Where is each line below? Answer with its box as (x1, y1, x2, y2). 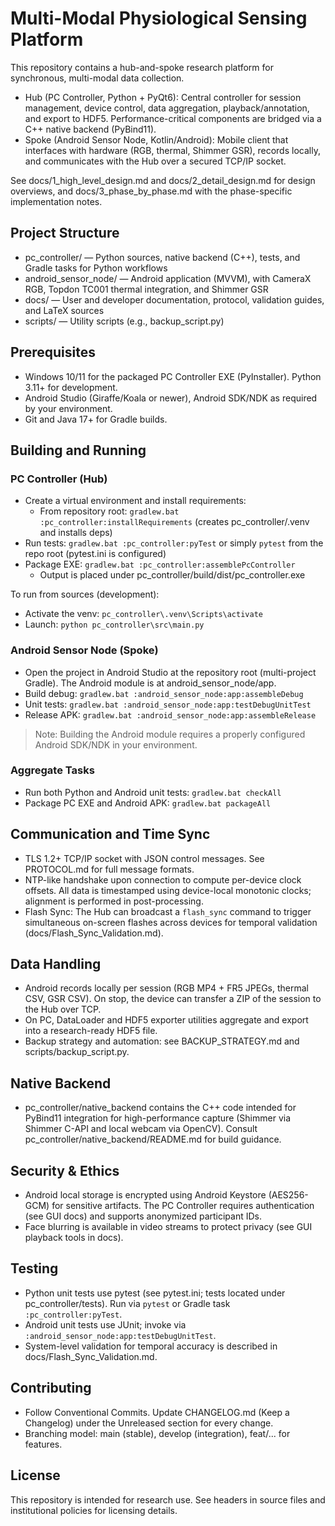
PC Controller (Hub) (10, 472, 108, 486)
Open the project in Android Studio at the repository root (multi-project (24, 666, 317, 678)
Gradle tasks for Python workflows (24, 262, 168, 274)
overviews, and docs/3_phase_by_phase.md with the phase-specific (10, 185, 293, 197)
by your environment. (24, 402, 113, 414)
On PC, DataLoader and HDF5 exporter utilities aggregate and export (24, 1014, 309, 1026)
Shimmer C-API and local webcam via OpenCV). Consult (24, 1123, 258, 1135)
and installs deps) (39, 527, 113, 539)
